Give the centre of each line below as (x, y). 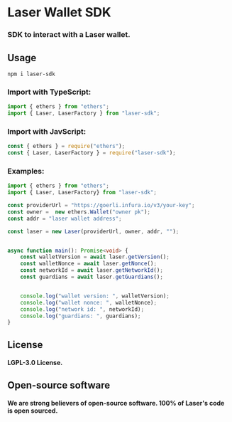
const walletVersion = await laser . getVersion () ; (95, 257)
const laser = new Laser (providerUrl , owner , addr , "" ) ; (93, 231)
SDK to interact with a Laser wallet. (69, 35)
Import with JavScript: (47, 131)
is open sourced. (33, 411)
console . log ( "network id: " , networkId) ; (82, 309)
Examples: (26, 171)
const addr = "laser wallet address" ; (65, 218)
